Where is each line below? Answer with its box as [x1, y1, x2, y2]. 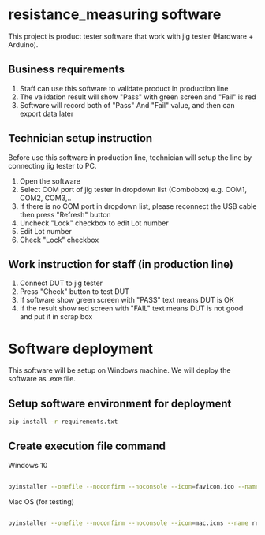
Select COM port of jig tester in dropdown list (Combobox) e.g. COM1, [19, 184, 247, 194]
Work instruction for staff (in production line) [8, 258, 234, 271]
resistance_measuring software [8, 6, 222, 24]
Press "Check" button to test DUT [19, 287, 130, 296]
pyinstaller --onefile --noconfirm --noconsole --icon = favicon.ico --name [8, 482, 259, 490]
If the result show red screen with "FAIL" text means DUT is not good [19, 303, 244, 313]
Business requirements [8, 63, 125, 76]
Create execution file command [8, 440, 166, 453]
